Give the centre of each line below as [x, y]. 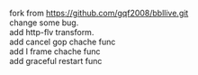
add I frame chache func [55, 52]
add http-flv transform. [52, 32]
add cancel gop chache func [63, 42]
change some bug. [44, 23]
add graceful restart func [56, 61]
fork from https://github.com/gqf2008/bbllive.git [99, 13]
